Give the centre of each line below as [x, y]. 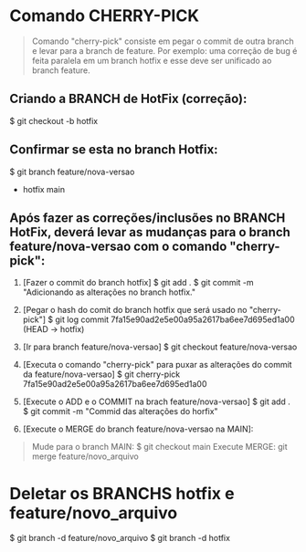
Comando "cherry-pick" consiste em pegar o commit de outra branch [163, 41]
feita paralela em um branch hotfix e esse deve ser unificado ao [152, 60]
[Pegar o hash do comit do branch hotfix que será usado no [135, 310]
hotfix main [44, 189]
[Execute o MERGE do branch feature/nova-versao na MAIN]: [138, 429]
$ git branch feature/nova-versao [72, 172]
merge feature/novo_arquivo [85, 456]
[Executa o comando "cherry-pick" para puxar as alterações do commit [157, 365]
